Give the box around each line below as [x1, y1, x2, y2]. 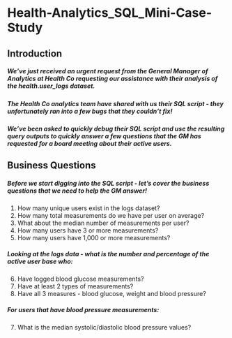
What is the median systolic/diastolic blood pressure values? [17, 323, 192, 332]
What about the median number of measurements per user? [17, 219, 190, 228]
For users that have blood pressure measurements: [7, 305, 160, 314]
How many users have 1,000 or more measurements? [17, 234, 171, 242]
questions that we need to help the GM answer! [7, 186, 148, 195]
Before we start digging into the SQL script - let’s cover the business [7, 179, 210, 187]
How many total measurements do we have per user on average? [17, 212, 205, 220]
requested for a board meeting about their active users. [7, 139, 172, 147]
